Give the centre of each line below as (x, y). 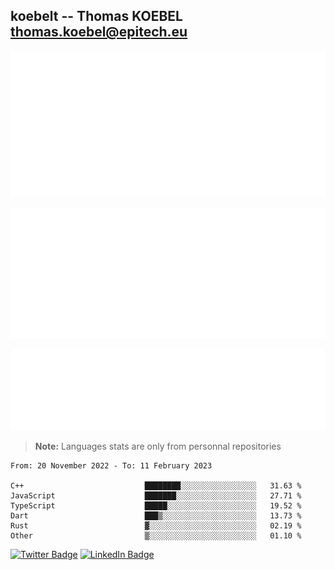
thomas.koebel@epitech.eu (99, 32)
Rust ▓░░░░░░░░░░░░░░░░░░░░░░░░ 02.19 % (156, 526)
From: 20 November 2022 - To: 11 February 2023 (111, 466)
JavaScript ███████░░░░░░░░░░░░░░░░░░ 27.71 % (156, 496)
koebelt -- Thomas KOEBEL (96, 16)
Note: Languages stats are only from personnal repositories (158, 446)
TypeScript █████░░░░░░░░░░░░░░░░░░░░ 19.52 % (156, 506)
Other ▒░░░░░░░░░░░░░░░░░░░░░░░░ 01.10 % (156, 536)
